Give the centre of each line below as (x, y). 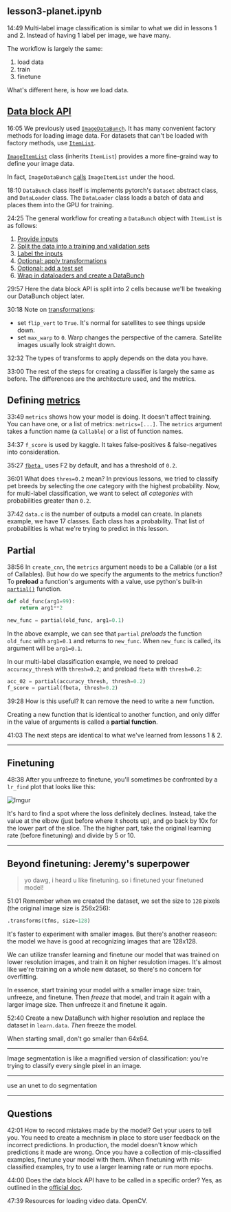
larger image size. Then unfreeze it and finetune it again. (87, 1005)
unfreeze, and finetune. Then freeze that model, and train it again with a (109, 997)
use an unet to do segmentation (52, 1086)
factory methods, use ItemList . (52, 143)
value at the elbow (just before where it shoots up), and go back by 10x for (112, 821)
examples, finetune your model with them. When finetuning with (98, 1159)
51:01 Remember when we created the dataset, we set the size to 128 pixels (113, 901)
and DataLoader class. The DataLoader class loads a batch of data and (106, 197)
